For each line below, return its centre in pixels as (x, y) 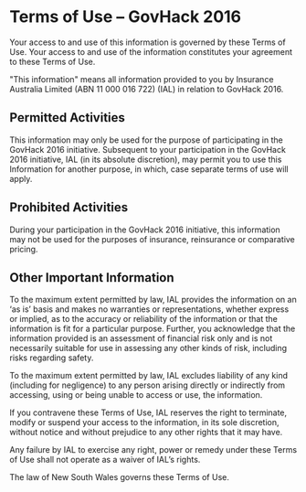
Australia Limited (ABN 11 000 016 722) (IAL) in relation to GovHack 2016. (147, 89)
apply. (21, 178)
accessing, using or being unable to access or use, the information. (136, 395)
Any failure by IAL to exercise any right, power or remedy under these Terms (153, 450)
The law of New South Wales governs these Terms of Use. (120, 477)
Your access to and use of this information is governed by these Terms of (148, 42)
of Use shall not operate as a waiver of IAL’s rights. (105, 460)
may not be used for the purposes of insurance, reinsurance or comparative (152, 239)
